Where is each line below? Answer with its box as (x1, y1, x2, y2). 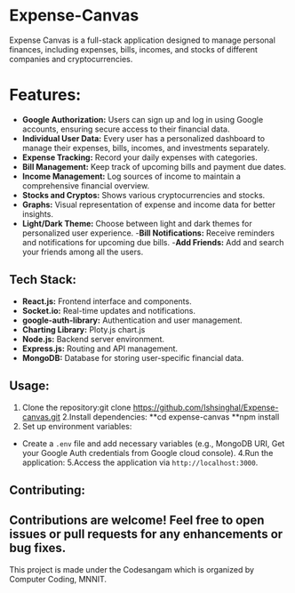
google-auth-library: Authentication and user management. (21, 315, 243, 325)
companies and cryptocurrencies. (9, 53, 133, 64)
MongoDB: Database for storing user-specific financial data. (21, 352, 244, 363)
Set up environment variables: (21, 421, 132, 431)
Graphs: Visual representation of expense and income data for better (21, 199, 275, 210)
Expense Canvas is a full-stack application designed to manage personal (9, 35, 275, 45)
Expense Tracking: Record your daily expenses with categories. (21, 152, 258, 163)
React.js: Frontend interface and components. (21, 295, 193, 307)
